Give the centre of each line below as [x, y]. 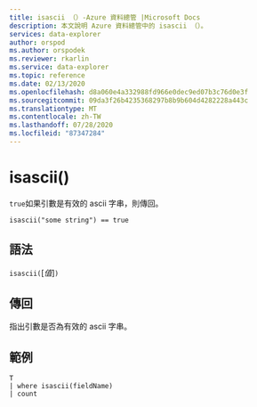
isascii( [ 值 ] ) [34, 273]
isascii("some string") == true [69, 220]
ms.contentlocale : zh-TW [55, 117]
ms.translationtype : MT [53, 109]
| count [24, 394]
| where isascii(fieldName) [61, 387]
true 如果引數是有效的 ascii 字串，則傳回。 [86, 203]
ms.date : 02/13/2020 [48, 84]
